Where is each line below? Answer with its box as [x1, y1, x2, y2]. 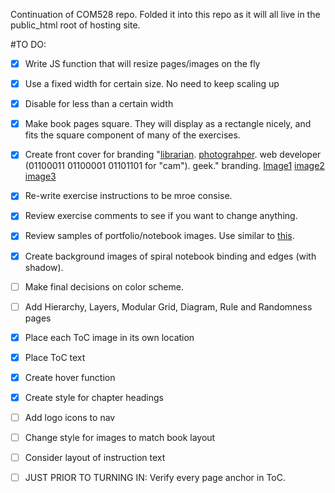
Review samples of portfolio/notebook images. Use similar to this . [24, 230, 295, 242]
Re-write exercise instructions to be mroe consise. [24, 190, 233, 202]
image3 [24, 170, 57, 183]
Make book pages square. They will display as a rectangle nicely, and [24, 118, 312, 130]
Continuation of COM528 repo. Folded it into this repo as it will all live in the [10, 9, 321, 20]
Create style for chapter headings [24, 391, 164, 403]
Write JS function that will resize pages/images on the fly [24, 58, 261, 69]
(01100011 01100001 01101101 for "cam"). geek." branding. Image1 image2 [24, 160, 325, 172]
